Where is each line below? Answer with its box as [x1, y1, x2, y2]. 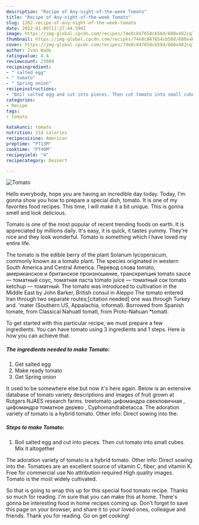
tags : [6, 108, 20, 114]
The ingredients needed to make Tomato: [6, 346, 110, 353]
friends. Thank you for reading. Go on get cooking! [6, 512, 130, 520]
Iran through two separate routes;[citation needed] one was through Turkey [6, 295, 191, 303]
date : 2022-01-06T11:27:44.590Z [6, 25, 86, 31]
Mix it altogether [14, 445, 55, 452]
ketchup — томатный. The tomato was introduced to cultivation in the [6, 283, 177, 290]
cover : [6, 42, 23, 48]
